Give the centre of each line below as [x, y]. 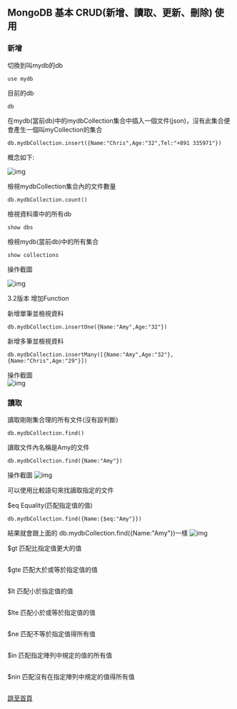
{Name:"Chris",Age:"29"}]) [47, 361]
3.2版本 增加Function [38, 298]
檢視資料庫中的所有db [40, 213]
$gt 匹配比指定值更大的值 [45, 548]
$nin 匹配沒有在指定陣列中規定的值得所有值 [71, 676]
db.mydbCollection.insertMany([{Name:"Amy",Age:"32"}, [91, 354]
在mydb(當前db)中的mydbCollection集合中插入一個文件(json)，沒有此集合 [116, 121]
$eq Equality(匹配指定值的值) [50, 505]
